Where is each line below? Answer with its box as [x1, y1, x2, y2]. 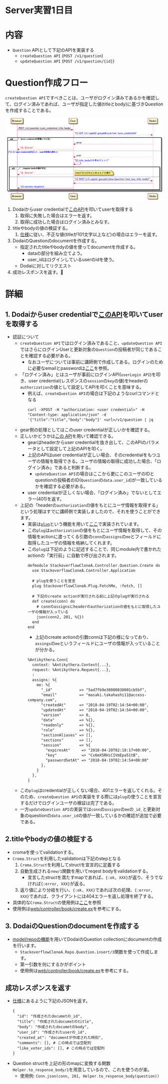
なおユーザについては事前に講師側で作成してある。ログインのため [27, 359, 163, 365]
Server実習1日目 [5, 5, 73, 16]
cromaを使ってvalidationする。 [12, 849, 77, 855]
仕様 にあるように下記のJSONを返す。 [12, 998, 90, 1004]
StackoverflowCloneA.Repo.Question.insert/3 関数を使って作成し [20, 948, 154, 955]
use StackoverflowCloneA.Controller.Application [32, 568, 136, 573]
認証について [12, 334, 39, 340]
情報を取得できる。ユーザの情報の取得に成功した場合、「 [41, 458, 157, 464]
